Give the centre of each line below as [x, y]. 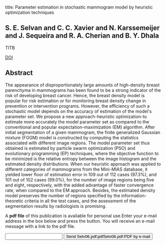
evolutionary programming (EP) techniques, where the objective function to [82, 153]
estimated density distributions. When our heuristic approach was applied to [83, 164]
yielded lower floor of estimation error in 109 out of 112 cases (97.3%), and [81, 174]
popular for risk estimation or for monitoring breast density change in [76, 101]
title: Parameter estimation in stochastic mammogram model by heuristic [79, 7]
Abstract [19, 73]
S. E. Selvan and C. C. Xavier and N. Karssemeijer [83, 28]
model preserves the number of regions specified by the [63, 195]
